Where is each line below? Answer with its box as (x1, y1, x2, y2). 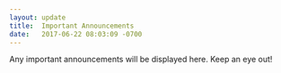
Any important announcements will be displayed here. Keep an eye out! (9, 54, 273, 65)
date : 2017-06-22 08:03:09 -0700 (9, 29, 143, 38)
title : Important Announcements (9, 21, 135, 30)
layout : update (9, 12, 66, 22)
